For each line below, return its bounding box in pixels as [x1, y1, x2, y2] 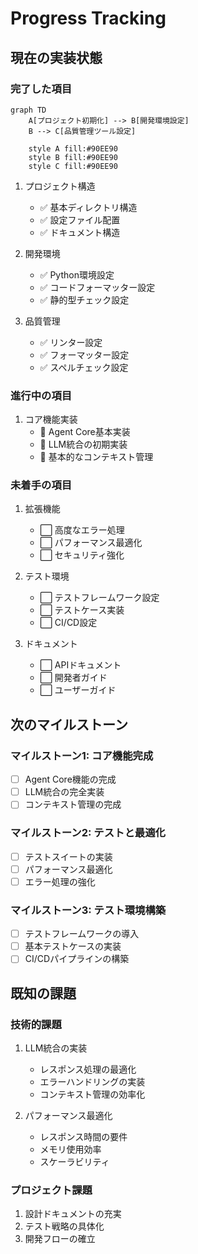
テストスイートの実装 [24, 850, 113, 862]
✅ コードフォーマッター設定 [39, 281, 156, 293]
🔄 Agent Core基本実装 [39, 426, 131, 438]
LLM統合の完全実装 [24, 786, 105, 798]
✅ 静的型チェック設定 [39, 293, 130, 306]
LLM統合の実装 [24, 1042, 88, 1054]
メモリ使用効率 [39, 1143, 102, 1155]
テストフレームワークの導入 [24, 928, 140, 940]
